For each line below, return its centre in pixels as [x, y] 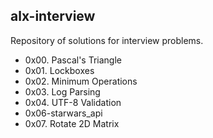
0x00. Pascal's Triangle [73, 60]
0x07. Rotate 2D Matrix [72, 123]
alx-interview [53, 16]
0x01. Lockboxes [59, 70]
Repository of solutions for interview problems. [107, 40]
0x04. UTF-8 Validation [73, 102]
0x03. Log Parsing [62, 91]
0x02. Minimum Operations [81, 81]
